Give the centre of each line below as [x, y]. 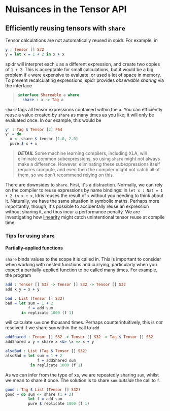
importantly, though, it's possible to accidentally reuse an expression [77, 206]
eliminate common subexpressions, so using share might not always [89, 159]
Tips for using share [30, 236]
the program [18, 275]
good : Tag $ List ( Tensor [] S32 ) [43, 390]
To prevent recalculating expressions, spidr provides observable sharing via [84, 80]
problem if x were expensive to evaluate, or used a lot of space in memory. [83, 75]
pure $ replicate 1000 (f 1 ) [59, 404]
